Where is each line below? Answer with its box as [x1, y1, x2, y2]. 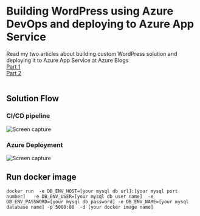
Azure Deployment [6, 141, 63, 149]
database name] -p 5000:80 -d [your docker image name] [6, 204, 154, 210]
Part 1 [6, 62, 21, 70]
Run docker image [6, 172, 77, 183]
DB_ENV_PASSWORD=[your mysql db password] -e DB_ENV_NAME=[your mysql [6, 198, 189, 204]
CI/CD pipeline [6, 112, 50, 120]
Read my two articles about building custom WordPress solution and [6, 50, 178, 57]
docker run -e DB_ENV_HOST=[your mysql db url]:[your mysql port [6, 188, 178, 194]
